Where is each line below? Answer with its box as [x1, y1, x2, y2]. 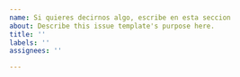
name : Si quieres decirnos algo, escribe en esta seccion [9, 13, 231, 22]
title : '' [9, 30, 47, 38]
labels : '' [9, 38, 50, 47]
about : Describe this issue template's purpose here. [9, 21, 216, 30]
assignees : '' [9, 47, 63, 56]
